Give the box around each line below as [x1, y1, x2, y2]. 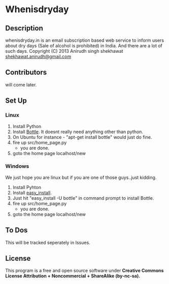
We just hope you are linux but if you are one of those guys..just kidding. [5, 174, 157, 180]
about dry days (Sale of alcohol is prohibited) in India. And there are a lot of [5, 43, 162, 49]
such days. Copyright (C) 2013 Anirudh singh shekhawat [5, 48, 123, 54]
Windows [5, 163, 29, 170]
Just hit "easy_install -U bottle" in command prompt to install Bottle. [12, 195, 154, 201]
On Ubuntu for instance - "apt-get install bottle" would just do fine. [12, 134, 152, 140]
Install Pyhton [12, 184, 42, 190]
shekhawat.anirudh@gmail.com [5, 53, 72, 59]
